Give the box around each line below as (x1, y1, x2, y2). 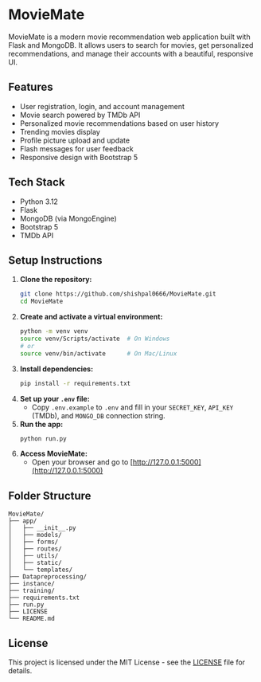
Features (8, 80, 53, 94)
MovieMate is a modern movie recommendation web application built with (8, 32, 251, 41)
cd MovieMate (19, 297, 64, 306)
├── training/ (8, 587, 56, 595)
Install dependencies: (19, 364, 94, 374)
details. (8, 666, 33, 675)
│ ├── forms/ (8, 538, 59, 547)
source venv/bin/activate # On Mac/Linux (19, 349, 177, 358)
